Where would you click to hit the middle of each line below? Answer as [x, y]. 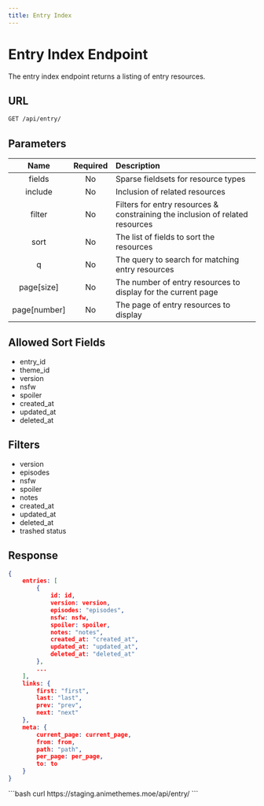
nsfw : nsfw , [70, 617]
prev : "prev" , [59, 705]
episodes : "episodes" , [87, 610]
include [38, 192]
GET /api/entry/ [35, 119]
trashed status [43, 531]
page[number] [39, 310]
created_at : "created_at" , [94, 640]
